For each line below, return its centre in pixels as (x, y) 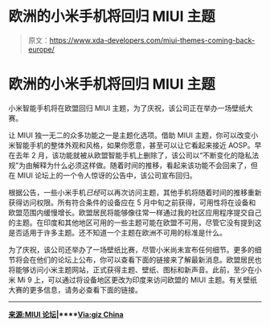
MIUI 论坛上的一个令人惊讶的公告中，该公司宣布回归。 (107, 175)
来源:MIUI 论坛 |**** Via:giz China (66, 314)
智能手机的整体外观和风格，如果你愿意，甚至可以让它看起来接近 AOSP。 (135, 145)
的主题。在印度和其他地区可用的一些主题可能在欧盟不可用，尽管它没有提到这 (135, 223)
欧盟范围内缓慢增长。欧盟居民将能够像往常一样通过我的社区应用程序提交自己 (135, 212)
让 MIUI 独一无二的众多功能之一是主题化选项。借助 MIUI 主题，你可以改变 (130, 135)
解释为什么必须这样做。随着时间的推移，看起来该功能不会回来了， (142, 165)
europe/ (41, 49)
